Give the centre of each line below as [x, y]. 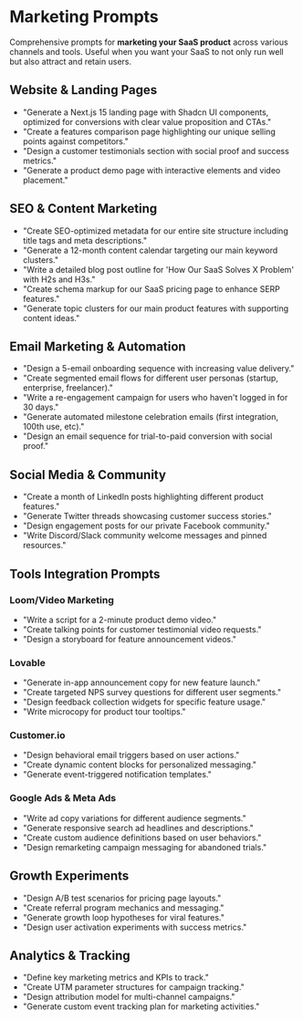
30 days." [41, 407]
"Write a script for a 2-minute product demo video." [120, 620]
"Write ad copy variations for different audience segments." [134, 818]
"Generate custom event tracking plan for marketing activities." [141, 1006]
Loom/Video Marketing [62, 599]
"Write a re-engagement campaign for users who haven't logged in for [155, 398]
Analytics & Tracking [70, 955]
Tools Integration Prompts [85, 573]
